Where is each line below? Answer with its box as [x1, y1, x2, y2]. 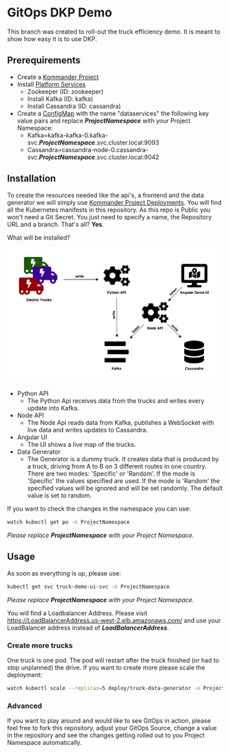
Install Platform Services [16, 80, 86, 88]
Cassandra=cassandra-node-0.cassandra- [27, 145, 149, 153]
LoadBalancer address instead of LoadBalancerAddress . [7, 624, 169, 632]
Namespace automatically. [7, 739, 82, 747]
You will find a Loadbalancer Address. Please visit [7, 608, 148, 617]
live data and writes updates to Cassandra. [27, 426, 149, 434]
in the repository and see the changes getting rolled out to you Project [7, 731, 205, 739]
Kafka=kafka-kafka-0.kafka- [27, 131, 108, 139]
